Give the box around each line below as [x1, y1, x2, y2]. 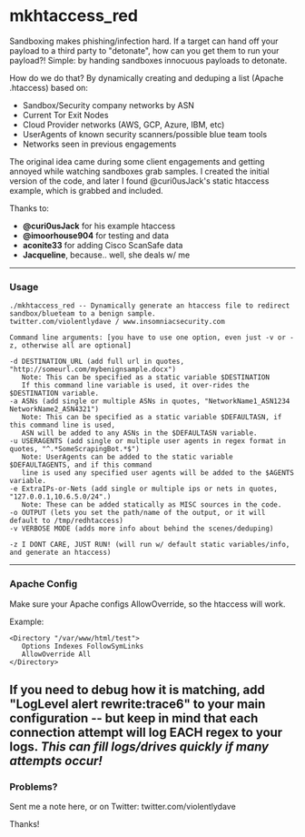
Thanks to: [9, 202, 50, 214]
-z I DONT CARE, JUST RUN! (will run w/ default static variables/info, [9, 540, 290, 550]
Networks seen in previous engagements [22, 138, 177, 149]
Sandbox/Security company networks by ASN [22, 99, 195, 110]
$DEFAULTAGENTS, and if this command [9, 460, 152, 469]
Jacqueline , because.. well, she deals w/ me [22, 249, 191, 260]
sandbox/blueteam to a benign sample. [9, 309, 156, 318]
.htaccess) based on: [9, 82, 89, 93]
